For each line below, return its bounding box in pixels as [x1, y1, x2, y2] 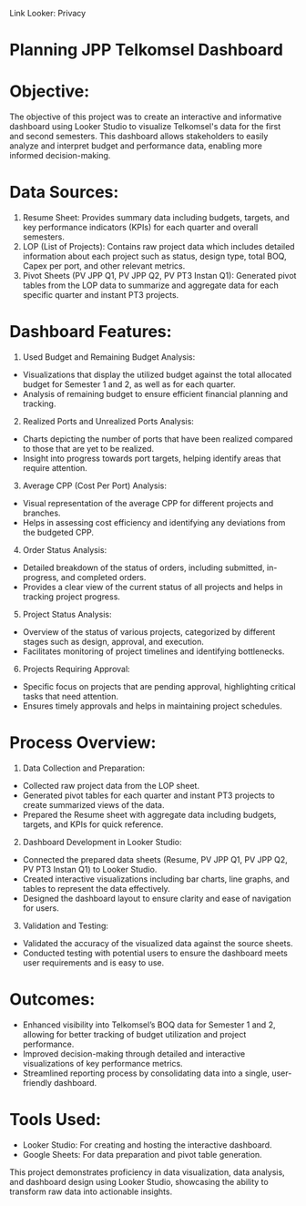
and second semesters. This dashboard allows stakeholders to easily [9, 131, 269, 142]
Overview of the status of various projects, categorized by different [22, 627, 276, 637]
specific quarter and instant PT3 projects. [22, 290, 179, 301]
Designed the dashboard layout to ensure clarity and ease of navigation [22, 893, 291, 904]
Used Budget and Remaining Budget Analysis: [22, 352, 196, 363]
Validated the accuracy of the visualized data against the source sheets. [22, 937, 293, 948]
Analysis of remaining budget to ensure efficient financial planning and [22, 389, 289, 399]
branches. [22, 507, 61, 518]
